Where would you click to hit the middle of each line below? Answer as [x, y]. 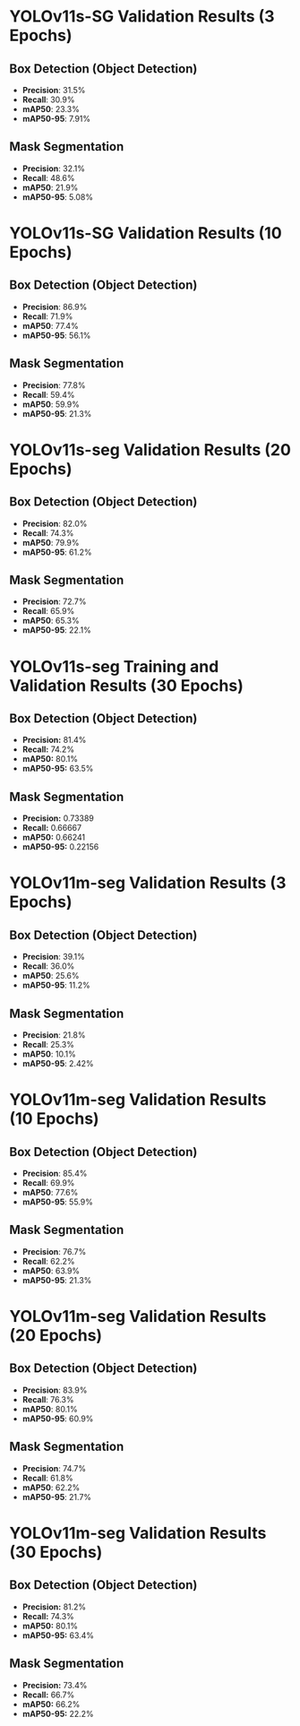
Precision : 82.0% [55, 523]
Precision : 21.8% [54, 1035]
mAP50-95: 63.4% [58, 1635]
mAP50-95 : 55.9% [58, 1202]
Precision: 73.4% [55, 1685]
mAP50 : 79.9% [51, 542]
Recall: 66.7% [48, 1695]
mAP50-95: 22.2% [58, 1713]
